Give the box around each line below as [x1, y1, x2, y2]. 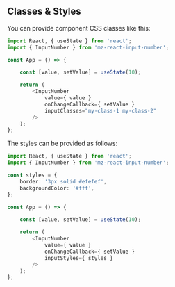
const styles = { [7, 172, 58, 179]
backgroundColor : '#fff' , [19, 184, 95, 192]
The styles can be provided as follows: [7, 139, 118, 148]
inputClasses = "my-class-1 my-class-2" [44, 107, 157, 114]
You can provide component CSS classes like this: [7, 24, 151, 32]
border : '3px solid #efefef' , [19, 178, 108, 185]
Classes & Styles [7, 6, 81, 17]
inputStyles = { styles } [44, 254, 113, 261]
